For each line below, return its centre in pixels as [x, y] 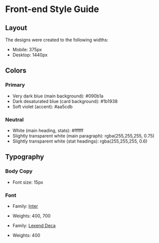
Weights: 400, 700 [31, 216]
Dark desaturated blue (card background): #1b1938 [65, 101]
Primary [15, 85]
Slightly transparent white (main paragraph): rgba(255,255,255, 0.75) [83, 136]
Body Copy [19, 171]
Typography [24, 157]
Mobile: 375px [27, 49]
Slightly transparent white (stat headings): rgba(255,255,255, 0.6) [80, 141]
